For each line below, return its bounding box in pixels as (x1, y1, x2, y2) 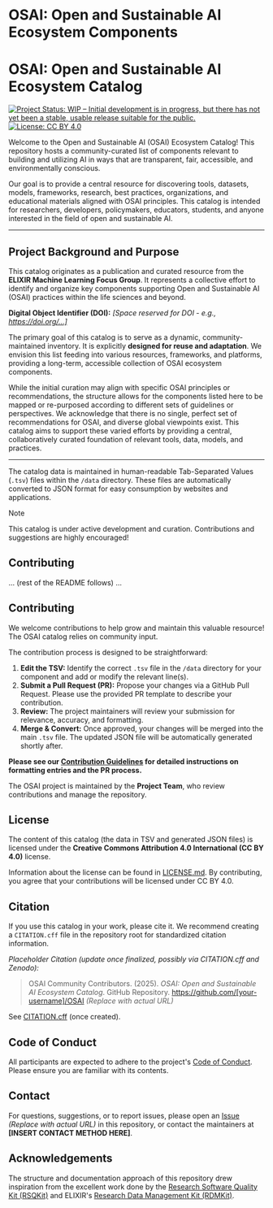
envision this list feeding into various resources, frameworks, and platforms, (8, 350, 262, 359)
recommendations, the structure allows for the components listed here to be (8, 391, 263, 401)
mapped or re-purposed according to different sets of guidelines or (8, 400, 234, 410)
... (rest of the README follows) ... (8, 577, 122, 587)
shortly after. (19, 741, 63, 750)
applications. (8, 492, 51, 502)
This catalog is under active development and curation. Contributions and (8, 524, 254, 533)
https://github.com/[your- (171, 988, 258, 997)
